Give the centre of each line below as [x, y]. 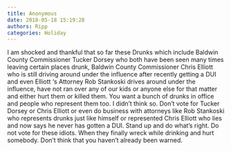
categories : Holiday [37, 33]
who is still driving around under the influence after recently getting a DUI [112, 74]
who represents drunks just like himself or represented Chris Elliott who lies [115, 119]
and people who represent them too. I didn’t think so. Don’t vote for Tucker [113, 103]
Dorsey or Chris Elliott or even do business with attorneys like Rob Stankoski [116, 111]
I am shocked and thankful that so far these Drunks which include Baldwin [113, 52]
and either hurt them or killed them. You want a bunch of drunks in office [111, 97]
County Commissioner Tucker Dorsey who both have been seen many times [115, 60]
